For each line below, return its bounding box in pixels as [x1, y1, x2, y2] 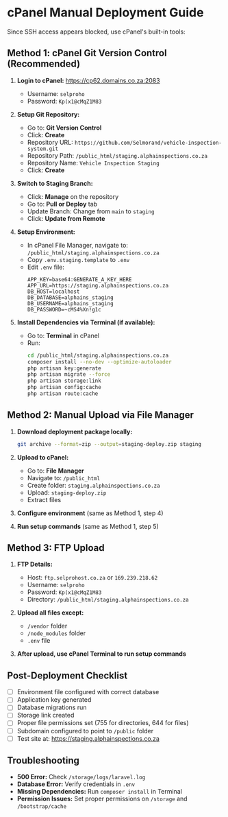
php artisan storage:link [27, 377, 101, 385]
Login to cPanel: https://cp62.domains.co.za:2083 [16, 76, 160, 84]
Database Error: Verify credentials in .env [16, 780, 136, 788]
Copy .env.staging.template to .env [27, 255, 130, 263]
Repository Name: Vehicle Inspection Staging [27, 158, 160, 167]
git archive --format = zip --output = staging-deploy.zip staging [16, 440, 202, 447]
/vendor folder [27, 622, 68, 630]
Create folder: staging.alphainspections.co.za [27, 481, 160, 489]
